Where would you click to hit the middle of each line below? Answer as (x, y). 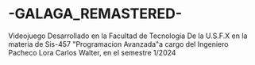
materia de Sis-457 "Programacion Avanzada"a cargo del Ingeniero (118, 44)
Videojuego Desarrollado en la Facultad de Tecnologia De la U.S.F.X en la (128, 36)
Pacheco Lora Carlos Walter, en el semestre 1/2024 (92, 52)
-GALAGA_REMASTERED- (95, 14)
